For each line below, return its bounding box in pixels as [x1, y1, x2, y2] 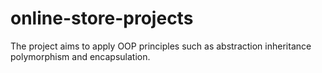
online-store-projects [10, 7, 194, 30]
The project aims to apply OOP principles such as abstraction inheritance [10, 40, 312, 52]
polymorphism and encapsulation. [10, 50, 151, 62]
